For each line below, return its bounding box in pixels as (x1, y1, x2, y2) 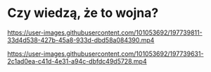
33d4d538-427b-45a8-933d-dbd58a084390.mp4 (7, 35, 155, 44)
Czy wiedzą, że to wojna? (7, 5, 159, 21)
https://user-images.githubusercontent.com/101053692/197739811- (7, 28, 203, 37)
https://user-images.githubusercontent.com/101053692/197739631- (7, 49, 204, 58)
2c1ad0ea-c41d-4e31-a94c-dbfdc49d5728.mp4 (7, 56, 147, 65)
